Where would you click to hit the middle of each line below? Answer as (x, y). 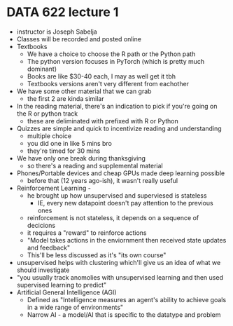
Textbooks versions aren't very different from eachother (108, 83)
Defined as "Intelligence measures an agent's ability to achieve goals (127, 299)
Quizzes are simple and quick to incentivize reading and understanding (119, 128)
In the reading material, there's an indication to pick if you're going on (117, 106)
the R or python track (47, 114)
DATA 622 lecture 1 (63, 12)
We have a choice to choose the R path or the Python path (111, 54)
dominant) (42, 69)
